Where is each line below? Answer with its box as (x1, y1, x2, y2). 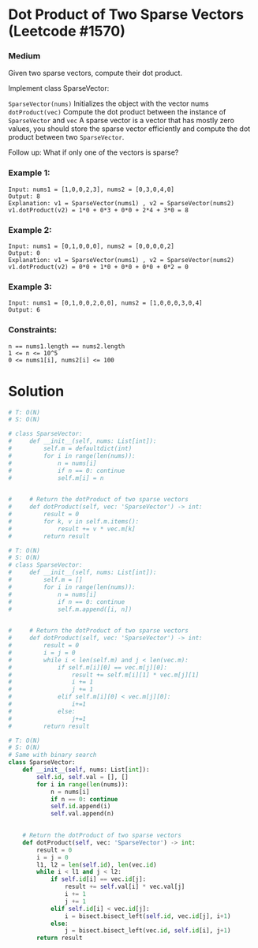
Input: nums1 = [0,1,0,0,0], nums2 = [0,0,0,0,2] (8, 242, 175, 250)
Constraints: (8, 324, 58, 335)
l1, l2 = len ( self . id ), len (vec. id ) (36, 860, 157, 869)
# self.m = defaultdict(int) (8, 444, 133, 453)
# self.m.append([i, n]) (8, 605, 133, 613)
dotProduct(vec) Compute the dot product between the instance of (8, 107, 226, 117)
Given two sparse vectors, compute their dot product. (8, 69, 183, 78)
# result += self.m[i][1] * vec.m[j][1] (8, 671, 200, 679)
